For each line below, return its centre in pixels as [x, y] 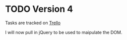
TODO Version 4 [39, 9]
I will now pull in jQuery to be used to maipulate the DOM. [64, 32]
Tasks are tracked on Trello [33, 23]
